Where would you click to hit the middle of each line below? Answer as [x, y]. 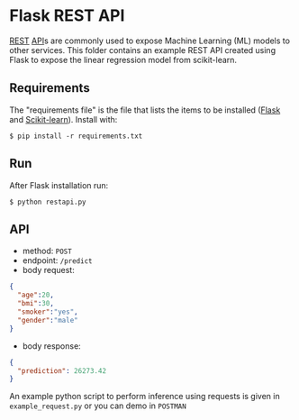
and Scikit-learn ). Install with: [63, 119]
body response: [51, 346]
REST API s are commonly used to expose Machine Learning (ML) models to [150, 41]
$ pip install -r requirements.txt [76, 136]
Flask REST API [67, 16]
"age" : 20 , [36, 295]
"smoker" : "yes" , [48, 312]
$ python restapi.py [48, 202]
